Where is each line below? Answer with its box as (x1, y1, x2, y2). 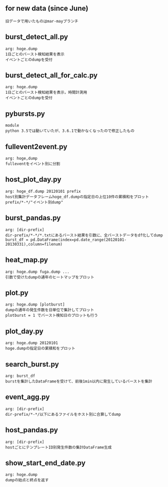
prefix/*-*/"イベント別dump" (5, 199, 64, 205)
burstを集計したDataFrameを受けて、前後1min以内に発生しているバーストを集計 (5, 379, 153, 384)
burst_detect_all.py (5, 33, 68, 42)
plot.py (5, 288, 29, 297)
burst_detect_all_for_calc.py (5, 71, 98, 80)
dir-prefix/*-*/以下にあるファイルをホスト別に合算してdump (5, 412, 121, 417)
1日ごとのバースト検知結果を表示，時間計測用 (5, 90, 88, 95)
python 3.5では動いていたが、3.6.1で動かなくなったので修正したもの (5, 128, 135, 134)
